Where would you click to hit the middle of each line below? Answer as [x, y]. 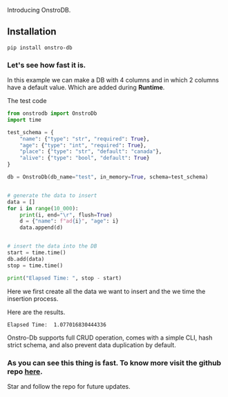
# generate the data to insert [52, 195]
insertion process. [33, 298]
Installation [32, 31]
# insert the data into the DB [52, 246]
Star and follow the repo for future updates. [69, 386]
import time [24, 120]
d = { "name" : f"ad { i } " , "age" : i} [69, 221]
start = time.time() [37, 253]
